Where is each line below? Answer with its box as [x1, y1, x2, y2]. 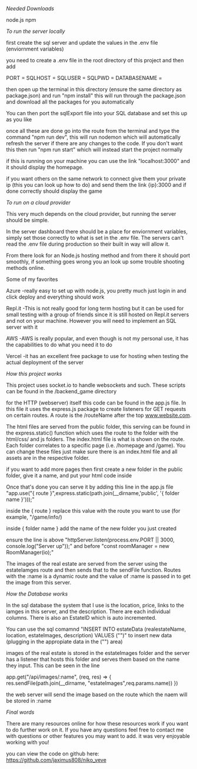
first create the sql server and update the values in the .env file [6, 39, 158, 46]
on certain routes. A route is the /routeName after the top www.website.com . [6, 412, 192, 419]
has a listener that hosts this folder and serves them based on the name [6, 656, 180, 663]
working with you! [6, 739, 49, 745]
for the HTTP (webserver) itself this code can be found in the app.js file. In [6, 399, 186, 406]
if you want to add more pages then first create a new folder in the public [6, 466, 183, 473]
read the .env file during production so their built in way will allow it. [6, 240, 170, 248]
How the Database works [6, 590, 68, 597]
